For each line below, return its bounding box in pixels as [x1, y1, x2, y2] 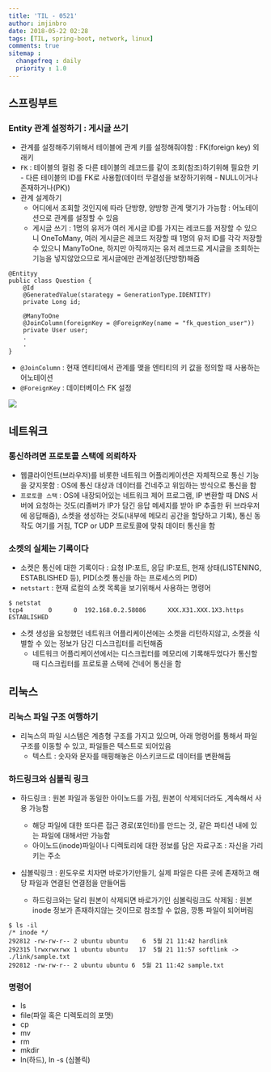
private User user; [23, 327, 89, 335]
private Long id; [23, 298, 82, 306]
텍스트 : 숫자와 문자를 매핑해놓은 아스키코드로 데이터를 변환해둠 [32, 751, 231, 761]
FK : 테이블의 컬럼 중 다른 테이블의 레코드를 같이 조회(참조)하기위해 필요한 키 [19, 162, 259, 172]
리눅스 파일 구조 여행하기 [8, 711, 99, 722]
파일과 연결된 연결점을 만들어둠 [28, 878, 127, 888]
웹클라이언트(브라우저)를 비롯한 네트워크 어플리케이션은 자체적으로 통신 [19, 471, 244, 480]
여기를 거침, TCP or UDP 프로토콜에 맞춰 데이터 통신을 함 [35, 521, 216, 530]
